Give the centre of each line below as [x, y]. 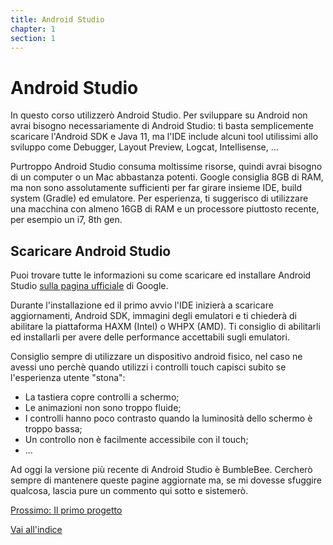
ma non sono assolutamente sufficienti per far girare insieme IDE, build [156, 188]
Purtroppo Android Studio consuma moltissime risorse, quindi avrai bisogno [166, 167]
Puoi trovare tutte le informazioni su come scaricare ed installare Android [161, 275]
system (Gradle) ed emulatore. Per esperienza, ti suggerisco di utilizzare [159, 198]
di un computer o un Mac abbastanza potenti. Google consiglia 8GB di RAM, [167, 177]
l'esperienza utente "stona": [68, 378]
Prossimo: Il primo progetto [66, 510]
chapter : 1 [33, 29]
